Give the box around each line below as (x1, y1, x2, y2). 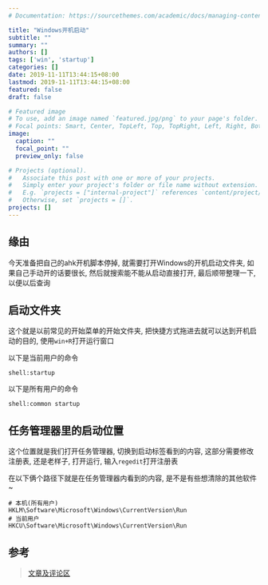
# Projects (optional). (8, 166, 88, 174)
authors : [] (8, 49, 48, 57)
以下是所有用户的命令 (8, 384, 78, 394)
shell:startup (8, 369, 56, 377)
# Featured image (8, 107, 66, 116)
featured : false (8, 86, 62, 94)
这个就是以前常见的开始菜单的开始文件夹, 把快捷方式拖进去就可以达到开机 (8, 326, 250, 336)
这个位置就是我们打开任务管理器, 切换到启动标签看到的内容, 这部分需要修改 (8, 447, 254, 456)
